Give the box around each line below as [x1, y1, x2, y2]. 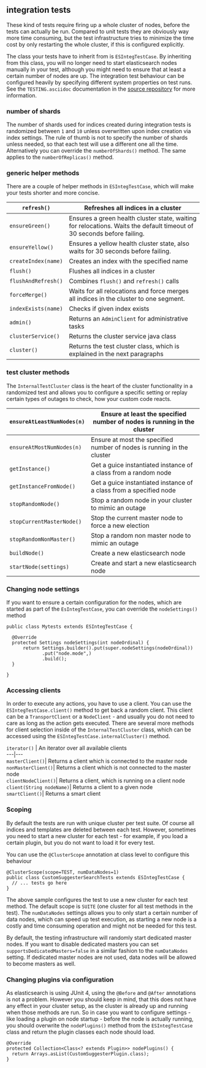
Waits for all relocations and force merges [69, 287, 189, 296]
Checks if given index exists [69, 305, 150, 313]
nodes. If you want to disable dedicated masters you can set [6, 940, 159, 948]
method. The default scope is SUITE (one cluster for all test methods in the [6, 902, 193, 910]
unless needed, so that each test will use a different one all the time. [6, 140, 178, 148]
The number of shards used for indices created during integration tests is [6, 121, 191, 128]
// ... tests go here [12, 880, 67, 886]
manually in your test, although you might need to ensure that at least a [6, 66, 186, 73]
